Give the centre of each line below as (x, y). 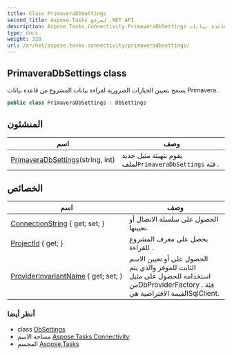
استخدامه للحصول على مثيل (170, 276)
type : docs (23, 33)
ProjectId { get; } (37, 243)
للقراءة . (141, 247)
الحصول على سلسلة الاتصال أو (174, 219)
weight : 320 (24, 39)
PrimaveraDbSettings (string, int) (63, 159)
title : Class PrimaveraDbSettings (57, 13)
